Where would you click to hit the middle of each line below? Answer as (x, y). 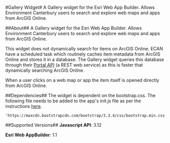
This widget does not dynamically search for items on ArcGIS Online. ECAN (84, 49)
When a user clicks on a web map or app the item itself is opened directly (82, 80)
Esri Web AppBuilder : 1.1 (31, 135)
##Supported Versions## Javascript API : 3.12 (53, 125)
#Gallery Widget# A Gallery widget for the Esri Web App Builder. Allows (80, 7)
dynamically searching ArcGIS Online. (45, 70)
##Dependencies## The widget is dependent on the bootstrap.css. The (81, 95)
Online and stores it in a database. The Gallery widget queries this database (85, 60)
